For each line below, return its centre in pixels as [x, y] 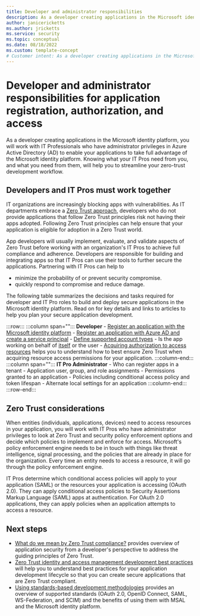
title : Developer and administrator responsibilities [74, 12]
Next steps [27, 529]
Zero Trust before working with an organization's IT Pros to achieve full [93, 248]
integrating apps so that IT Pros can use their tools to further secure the [94, 260]
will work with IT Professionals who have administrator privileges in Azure [96, 146]
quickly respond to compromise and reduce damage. [80, 284]
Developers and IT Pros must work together [89, 190]
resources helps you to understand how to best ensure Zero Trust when [94, 352]
